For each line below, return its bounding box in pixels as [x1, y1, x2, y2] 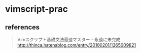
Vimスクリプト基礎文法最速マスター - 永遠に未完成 [17, 37, 121, 42]
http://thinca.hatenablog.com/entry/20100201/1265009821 [17, 42, 136, 48]
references [5, 23, 40, 31]
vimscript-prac [5, 3, 68, 15]
